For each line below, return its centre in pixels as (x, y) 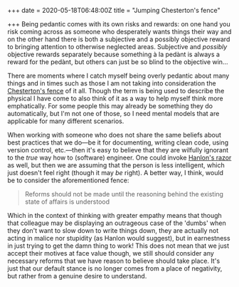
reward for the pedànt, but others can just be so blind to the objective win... (118, 62)
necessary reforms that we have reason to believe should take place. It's (114, 261)
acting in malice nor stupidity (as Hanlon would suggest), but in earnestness (119, 238)
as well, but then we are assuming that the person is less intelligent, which (116, 165)
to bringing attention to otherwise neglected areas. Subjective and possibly (117, 47)
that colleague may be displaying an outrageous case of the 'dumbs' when (117, 223)
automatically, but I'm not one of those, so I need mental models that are (113, 114)
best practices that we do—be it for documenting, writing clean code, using (118, 142)
